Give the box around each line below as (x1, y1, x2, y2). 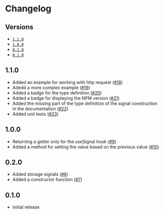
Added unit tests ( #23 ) (12, 111, 58, 117)
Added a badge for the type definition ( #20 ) (12, 90, 102, 96)
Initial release (12, 204, 40, 210)
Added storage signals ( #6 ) (12, 171, 68, 177)
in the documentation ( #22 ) (12, 105, 68, 112)
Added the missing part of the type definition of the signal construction (12, 100, 158, 106)
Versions (5, 23, 34, 31)
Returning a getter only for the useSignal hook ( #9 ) (12, 139, 116, 144)
